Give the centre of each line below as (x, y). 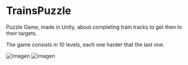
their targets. (21, 33)
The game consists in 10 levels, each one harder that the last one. (85, 45)
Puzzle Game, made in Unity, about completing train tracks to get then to (94, 27)
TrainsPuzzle (39, 11)
